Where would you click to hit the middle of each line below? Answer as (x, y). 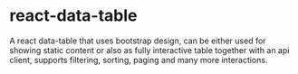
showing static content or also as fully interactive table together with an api (149, 50)
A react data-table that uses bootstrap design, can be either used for (138, 41)
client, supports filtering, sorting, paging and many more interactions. (139, 60)
